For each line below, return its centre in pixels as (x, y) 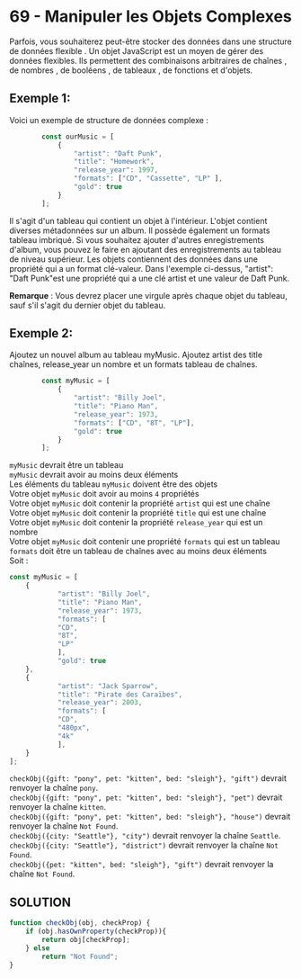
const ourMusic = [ (78, 137)
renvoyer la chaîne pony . (54, 788)
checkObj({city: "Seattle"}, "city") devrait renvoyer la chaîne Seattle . (145, 836)
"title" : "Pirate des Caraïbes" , (120, 695)
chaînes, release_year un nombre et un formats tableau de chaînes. (133, 364)
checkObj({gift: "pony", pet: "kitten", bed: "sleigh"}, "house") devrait (150, 817)
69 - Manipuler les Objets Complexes (150, 17)
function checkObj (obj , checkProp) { (80, 923)
